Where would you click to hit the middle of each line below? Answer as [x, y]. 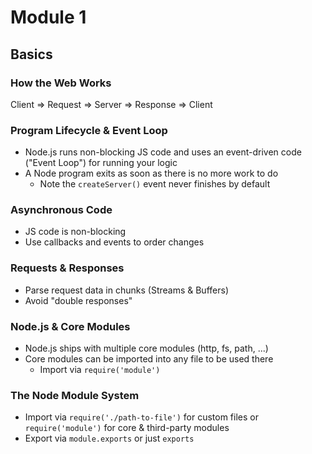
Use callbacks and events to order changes [114, 242]
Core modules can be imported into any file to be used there [149, 359]
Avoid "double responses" [78, 300]
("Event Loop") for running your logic [101, 163]
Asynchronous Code [61, 210]
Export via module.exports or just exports [109, 438]
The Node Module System [75, 395]
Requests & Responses [67, 268]
